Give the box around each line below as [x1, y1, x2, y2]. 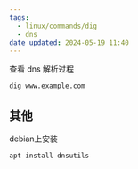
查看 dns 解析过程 [9, 63, 75, 74]
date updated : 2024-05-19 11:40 [9, 38, 129, 47]
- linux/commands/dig [17, 21, 98, 30]
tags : [9, 13, 29, 22]
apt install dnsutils [9, 151, 90, 161]
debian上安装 [9, 133, 58, 144]
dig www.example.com [9, 81, 86, 90]
